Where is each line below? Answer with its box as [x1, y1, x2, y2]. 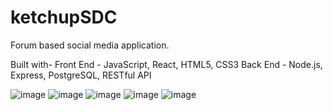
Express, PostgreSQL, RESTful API [10, 69, 152, 81]
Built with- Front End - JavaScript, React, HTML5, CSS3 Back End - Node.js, [10, 58, 323, 70]
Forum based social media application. [10, 39, 170, 51]
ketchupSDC [10, 6, 118, 29]
